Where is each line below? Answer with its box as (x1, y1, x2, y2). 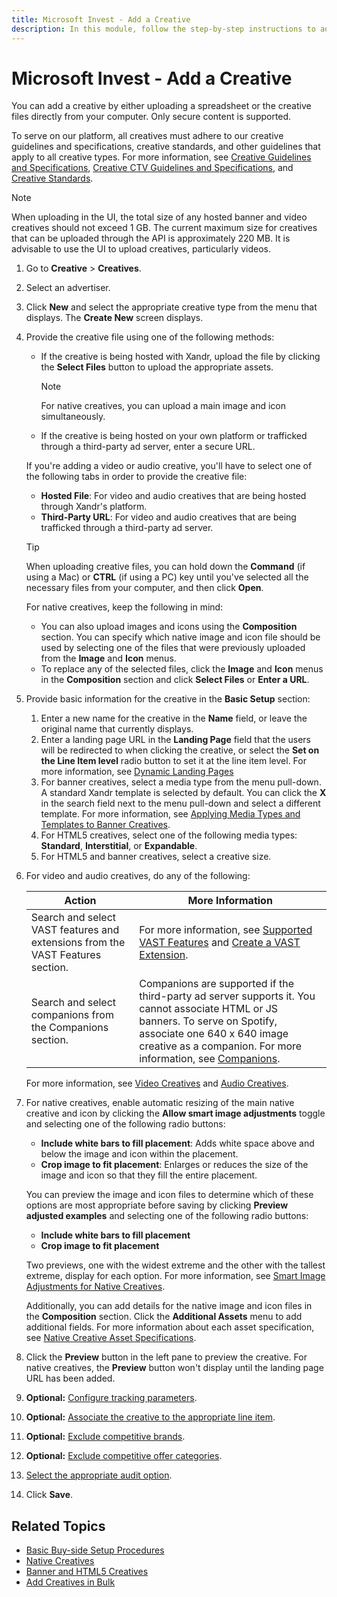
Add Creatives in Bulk (25, 1576, 116, 1588)
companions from (30, 1008, 114, 1022)
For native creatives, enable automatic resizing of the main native (25, 1097, 295, 1109)
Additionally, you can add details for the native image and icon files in (25, 1300, 313, 1312)
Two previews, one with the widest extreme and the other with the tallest (25, 1259, 326, 1271)
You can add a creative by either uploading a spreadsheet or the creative (11, 100, 312, 112)
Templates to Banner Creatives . (40, 819, 171, 831)
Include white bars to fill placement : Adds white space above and (40, 1137, 315, 1150)
